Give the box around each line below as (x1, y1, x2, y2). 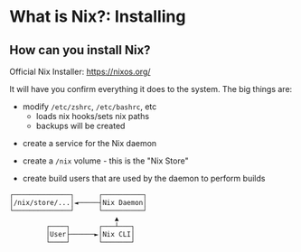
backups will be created (35, 120, 126, 131)
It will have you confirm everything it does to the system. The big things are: (9, 84, 293, 94)
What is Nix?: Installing (9, 6, 186, 27)
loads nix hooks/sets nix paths (35, 111, 150, 121)
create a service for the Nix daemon (22, 138, 157, 148)
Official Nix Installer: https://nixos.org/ (9, 66, 151, 77)
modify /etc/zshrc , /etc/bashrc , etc (22, 101, 157, 112)
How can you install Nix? (9, 42, 151, 58)
